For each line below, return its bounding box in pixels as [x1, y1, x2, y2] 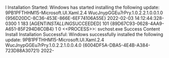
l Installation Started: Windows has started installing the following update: [5, 5, 160, 10]
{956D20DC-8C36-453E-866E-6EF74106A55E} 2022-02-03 [5, 15, 134, 21]
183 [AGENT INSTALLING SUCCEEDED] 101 [20, 20, 109, 26]
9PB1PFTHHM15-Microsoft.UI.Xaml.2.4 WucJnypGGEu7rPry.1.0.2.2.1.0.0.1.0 [5, 10, 163, 16]
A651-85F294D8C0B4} [5, 26, 55, 32]
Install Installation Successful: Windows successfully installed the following [5, 32, 163, 37]
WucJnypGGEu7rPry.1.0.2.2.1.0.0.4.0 [5, 42, 82, 48]
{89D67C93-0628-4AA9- [110, 20, 164, 26]
